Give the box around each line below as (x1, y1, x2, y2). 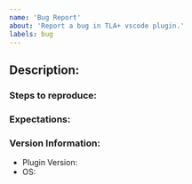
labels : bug (9, 29, 53, 38)
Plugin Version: (21, 156, 78, 167)
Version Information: (9, 137, 100, 149)
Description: (9, 62, 80, 77)
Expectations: (9, 113, 71, 125)
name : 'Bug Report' (9, 12, 82, 22)
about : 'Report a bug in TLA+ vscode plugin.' (9, 21, 185, 30)
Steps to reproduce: (9, 89, 98, 101)
